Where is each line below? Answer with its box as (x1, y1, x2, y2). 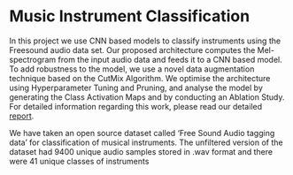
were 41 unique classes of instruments (9, 156, 150, 166)
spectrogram (9, 54, 57, 65)
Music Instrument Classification (9, 6, 251, 27)
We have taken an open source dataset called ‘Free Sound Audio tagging (9, 127, 275, 138)
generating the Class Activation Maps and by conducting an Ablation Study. (9, 91, 285, 103)
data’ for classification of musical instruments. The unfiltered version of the (9, 137, 283, 148)
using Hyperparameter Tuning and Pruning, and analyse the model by (9, 82, 264, 93)
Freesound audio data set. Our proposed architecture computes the (9, 44, 256, 55)
